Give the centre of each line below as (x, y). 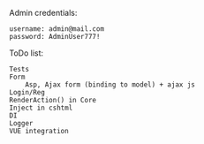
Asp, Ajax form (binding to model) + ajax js (110, 85)
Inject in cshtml (41, 108)
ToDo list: (26, 53)
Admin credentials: (43, 13)
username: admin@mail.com (57, 29)
